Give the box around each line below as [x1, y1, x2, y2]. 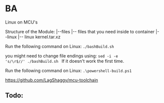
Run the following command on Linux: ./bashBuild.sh [5, 43, 115, 49]
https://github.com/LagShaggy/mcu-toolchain [5, 77, 98, 83]
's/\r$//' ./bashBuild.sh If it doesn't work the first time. [5, 58, 124, 64]
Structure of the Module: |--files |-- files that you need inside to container [5, 28, 155, 34]
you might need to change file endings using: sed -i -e [5, 52, 119, 59]
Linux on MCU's [5, 19, 38, 25]
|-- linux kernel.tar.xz [18, 34, 61, 40]
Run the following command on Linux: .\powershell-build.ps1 [5, 67, 132, 74]
